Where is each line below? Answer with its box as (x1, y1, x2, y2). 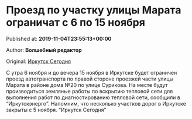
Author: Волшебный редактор (6, 46, 82, 53)
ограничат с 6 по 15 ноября (6, 16, 145, 29)
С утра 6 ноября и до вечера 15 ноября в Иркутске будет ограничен (6, 69, 177, 76)
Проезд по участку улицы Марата (6, 3, 181, 17)
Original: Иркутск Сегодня (6, 58, 71, 65)
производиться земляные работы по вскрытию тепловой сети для (6, 87, 173, 94)
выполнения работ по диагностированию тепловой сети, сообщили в (6, 94, 180, 101)
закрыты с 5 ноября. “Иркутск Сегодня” (6, 106, 107, 113)
